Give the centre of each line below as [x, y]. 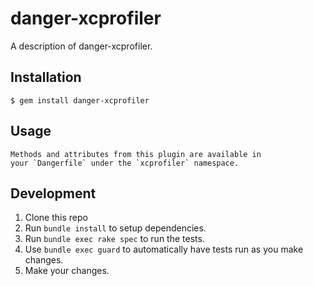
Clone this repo [56, 218]
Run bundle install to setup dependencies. [115, 228]
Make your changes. [67, 271]
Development [53, 193]
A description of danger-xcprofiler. [81, 46]
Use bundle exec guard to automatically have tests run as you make [164, 249]
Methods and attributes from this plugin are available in [136, 154]
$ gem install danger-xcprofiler [80, 100]
